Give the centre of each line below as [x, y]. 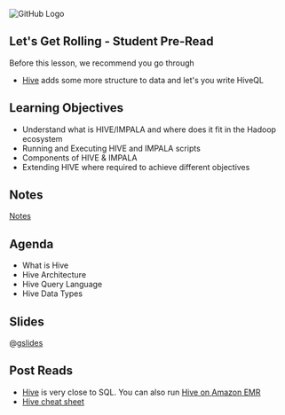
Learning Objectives [67, 108]
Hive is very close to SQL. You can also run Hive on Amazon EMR [141, 392]
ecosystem [42, 138]
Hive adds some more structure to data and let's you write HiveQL [143, 80]
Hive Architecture [54, 275]
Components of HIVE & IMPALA [79, 157]
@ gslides [26, 343]
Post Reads [41, 371]
